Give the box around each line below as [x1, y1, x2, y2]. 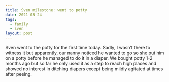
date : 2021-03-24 [5, 12, 42, 17]
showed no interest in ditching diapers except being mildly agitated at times [5, 66, 163, 72]
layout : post [5, 31, 33, 36]
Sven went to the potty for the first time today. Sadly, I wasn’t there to [5, 45, 151, 50]
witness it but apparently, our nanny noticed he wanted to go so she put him [5, 50, 164, 56]
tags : [5, 17, 17, 22]
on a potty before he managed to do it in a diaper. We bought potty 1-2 [5, 55, 153, 61]
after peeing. [5, 71, 32, 77]
